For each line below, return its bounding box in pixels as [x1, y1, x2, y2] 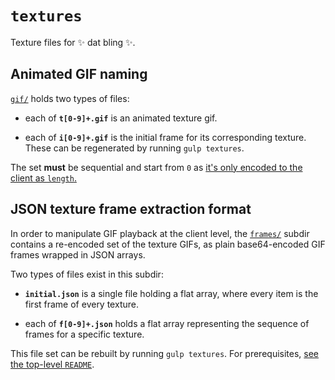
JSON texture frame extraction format [10, 201, 252, 218]
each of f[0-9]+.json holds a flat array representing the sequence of [24, 317, 310, 329]
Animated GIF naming [10, 66, 148, 83]
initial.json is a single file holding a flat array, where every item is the [24, 287, 319, 299]
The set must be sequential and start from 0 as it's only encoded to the [10, 161, 303, 173]
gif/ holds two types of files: [10, 92, 130, 104]
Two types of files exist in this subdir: [10, 268, 164, 280]
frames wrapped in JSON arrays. [10, 248, 146, 261]
